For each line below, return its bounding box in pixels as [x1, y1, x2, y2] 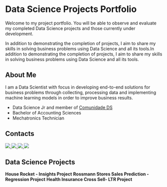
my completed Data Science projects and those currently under [5, 25, 136, 31]
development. [5, 30, 33, 36]
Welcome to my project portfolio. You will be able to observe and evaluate [5, 20, 157, 26]
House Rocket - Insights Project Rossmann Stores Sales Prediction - [5, 171, 149, 177]
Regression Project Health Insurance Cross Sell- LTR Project [5, 176, 133, 182]
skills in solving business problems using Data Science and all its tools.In [5, 45, 155, 51]
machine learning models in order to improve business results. [5, 94, 133, 100]
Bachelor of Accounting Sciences [12, 109, 81, 115]
